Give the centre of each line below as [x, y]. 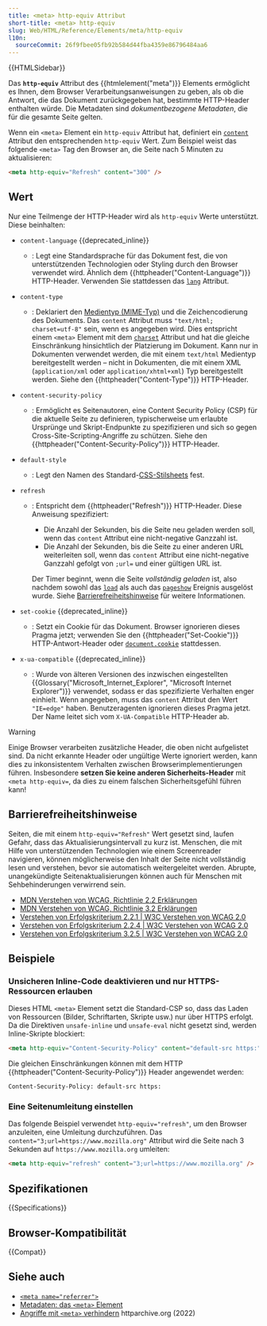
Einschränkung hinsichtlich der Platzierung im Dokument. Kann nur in [145, 345]
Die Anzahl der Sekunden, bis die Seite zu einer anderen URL [143, 546]
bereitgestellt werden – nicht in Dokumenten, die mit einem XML [136, 362]
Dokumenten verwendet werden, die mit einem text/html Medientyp [144, 354]
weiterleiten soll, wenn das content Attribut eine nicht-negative [146, 554]
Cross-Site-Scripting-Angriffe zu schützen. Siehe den [120, 435]
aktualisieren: [30, 158]
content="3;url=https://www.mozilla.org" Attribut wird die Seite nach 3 [126, 1141]
